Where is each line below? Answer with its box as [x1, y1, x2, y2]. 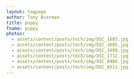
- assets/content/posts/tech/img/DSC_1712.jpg [11, 53, 129, 59]
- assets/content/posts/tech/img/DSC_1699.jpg [11, 48, 129, 53]
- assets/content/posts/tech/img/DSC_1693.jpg [11, 36, 129, 42]
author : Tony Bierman [6, 14, 60, 20]
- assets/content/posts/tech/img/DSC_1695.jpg [11, 42, 129, 48]
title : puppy [6, 20, 39, 26]
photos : [6, 31, 25, 37]
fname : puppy [6, 25, 39, 31]
